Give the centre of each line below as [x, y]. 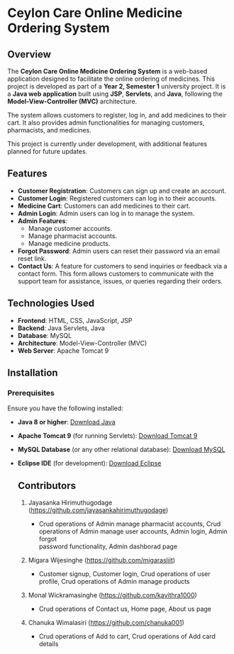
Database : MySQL [45, 335]
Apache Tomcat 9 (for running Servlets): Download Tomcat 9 [107, 436]
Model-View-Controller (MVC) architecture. [72, 101]
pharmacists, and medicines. [50, 130]
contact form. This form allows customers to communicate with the [116, 274]
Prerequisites [31, 393]
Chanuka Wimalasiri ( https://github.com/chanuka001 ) [106, 623]
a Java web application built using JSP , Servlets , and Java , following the [115, 94]
